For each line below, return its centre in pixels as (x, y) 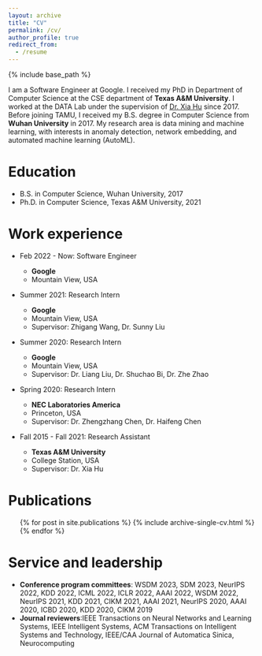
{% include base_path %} (50, 75)
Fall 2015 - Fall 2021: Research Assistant (85, 436)
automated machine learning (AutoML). (72, 140)
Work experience (66, 234)
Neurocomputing (47, 643)
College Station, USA (65, 460)
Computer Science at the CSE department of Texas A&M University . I (121, 98)
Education (42, 172)
